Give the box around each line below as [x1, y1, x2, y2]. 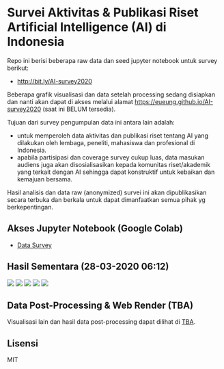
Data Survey [16, 241, 53, 249]
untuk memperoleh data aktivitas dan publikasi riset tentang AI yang [16, 131, 208, 140]
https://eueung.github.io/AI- [134, 97, 214, 105]
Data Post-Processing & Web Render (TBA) [7, 299, 193, 311]
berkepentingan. [7, 203, 53, 211]
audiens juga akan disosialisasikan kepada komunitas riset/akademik [16, 160, 211, 168]
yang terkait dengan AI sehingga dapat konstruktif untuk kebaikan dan [16, 168, 215, 176]
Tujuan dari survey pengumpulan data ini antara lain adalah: [7, 118, 176, 126]
